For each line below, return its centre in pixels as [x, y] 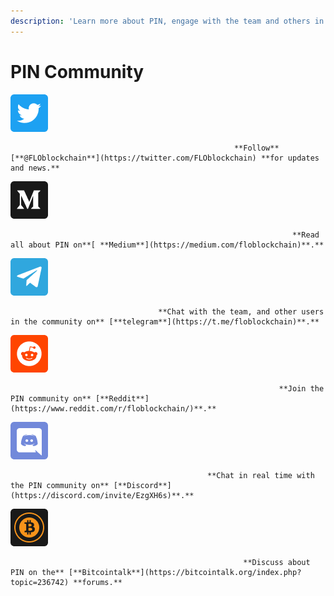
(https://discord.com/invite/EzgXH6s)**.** [102, 495]
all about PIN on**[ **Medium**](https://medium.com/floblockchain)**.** [167, 245]
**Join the [301, 388]
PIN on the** [37, 572]
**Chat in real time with [261, 475]
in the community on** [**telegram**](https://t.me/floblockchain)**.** [165, 321]
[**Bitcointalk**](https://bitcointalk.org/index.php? [185, 572]
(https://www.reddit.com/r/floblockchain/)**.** [113, 408]
